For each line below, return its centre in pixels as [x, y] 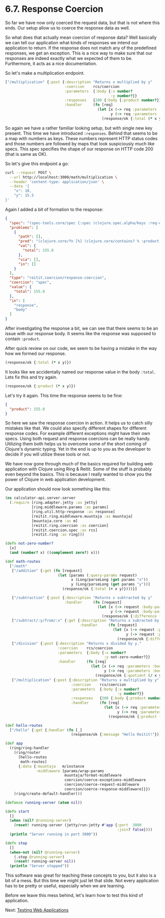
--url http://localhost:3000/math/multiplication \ [64, 177]
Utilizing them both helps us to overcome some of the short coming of [76, 444]
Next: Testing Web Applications [37, 910]
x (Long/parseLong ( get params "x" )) [110, 580]
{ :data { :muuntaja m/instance [51, 766]
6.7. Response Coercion [54, 9]
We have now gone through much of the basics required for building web [79, 464]
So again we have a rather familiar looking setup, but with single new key [79, 128]
